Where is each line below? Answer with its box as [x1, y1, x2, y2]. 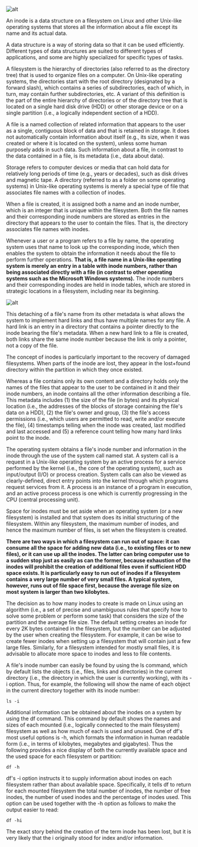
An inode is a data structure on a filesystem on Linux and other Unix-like [6, 17, 182, 24]
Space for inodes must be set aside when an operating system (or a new [6, 507, 183, 514]
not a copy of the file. [6, 342, 59, 349]
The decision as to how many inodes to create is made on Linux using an [6, 600, 183, 607]
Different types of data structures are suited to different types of [6, 47, 163, 55]
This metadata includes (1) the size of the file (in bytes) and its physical [6, 397, 179, 403]
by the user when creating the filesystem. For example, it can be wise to [6, 631, 181, 638]
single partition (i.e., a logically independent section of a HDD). [6, 110, 159, 116]
